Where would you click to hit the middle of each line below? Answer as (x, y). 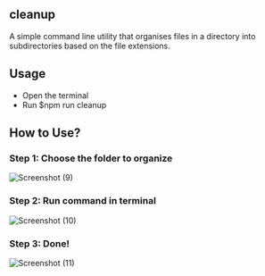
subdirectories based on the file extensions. (90, 46)
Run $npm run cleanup (64, 105)
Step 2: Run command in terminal (83, 201)
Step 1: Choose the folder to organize (91, 158)
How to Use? (45, 133)
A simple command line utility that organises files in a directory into (132, 36)
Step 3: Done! (39, 243)
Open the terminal (55, 95)
